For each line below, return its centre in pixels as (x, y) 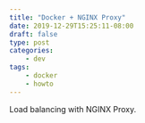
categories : (31, 51)
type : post (30, 42)
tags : (19, 68)
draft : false (34, 34)
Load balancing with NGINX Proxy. (73, 109)
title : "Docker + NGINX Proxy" (68, 17)
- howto (39, 84)
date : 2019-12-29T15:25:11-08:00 (72, 26)
